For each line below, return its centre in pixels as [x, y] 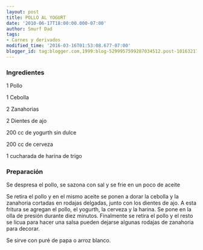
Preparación [25, 171]
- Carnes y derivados [34, 40]
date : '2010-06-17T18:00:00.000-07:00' [56, 23]
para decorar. [23, 229]
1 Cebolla [18, 97]
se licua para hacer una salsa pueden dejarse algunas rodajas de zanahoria [100, 222]
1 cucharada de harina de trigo [44, 156]
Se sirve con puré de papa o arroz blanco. [59, 240]
